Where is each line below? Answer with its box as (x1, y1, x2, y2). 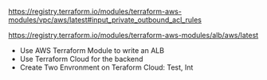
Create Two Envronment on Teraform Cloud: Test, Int (19, 63, 194, 72)
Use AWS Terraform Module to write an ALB (19, 46, 165, 55)
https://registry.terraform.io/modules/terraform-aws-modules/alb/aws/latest (8, 31, 259, 40)
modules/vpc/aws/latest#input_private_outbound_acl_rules (8, 15, 202, 25)
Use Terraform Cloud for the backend (19, 55, 143, 63)
